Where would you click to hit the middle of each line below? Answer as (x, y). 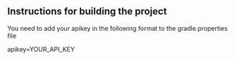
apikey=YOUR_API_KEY (41, 49)
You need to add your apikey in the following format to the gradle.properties (117, 28)
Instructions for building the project (87, 12)
